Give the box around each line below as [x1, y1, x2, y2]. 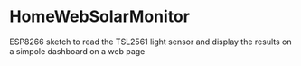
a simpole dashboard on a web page [9, 45, 146, 56]
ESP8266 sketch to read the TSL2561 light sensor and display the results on [9, 36, 292, 47]
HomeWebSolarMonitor [9, 6, 190, 27]
